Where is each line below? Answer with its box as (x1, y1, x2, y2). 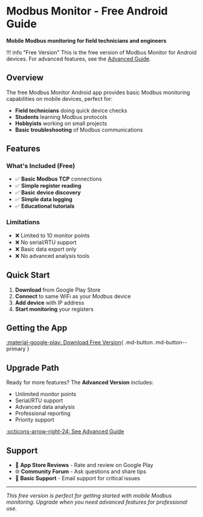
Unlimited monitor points (14, 391, 77, 398)
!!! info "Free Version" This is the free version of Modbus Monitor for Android (6, 48, 197, 56)
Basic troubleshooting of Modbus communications (14, 126, 143, 133)
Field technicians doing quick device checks (14, 107, 127, 114)
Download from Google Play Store (14, 286, 101, 294)
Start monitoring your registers (14, 305, 94, 312)
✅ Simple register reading (14, 182, 82, 190)
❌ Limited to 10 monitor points (14, 231, 90, 239)
